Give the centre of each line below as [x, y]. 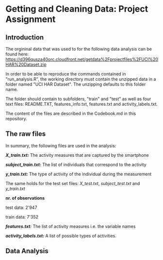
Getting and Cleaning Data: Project [77, 9]
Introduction [25, 37]
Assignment [31, 19]
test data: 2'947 [21, 207]
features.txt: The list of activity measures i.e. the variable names [71, 226]
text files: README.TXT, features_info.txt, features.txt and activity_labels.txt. [82, 104]
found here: [17, 54]
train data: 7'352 [22, 217]
